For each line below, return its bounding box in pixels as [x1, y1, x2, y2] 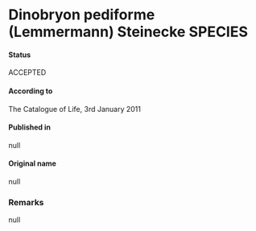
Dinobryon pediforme [8, 6, 155, 24]
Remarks [8, 196, 44, 208]
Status [8, 50, 31, 60]
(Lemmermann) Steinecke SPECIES [8, 23, 248, 41]
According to [8, 86, 53, 96]
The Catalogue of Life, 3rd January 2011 [8, 104, 141, 113]
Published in [8, 122, 51, 132]
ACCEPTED [8, 68, 47, 77]
